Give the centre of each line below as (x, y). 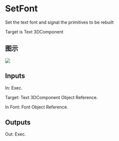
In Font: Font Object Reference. (37, 107)
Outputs (18, 122)
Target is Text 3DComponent (34, 32)
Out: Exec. (15, 134)
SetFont (21, 9)
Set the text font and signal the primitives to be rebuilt (59, 22)
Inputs (15, 76)
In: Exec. (14, 88)
